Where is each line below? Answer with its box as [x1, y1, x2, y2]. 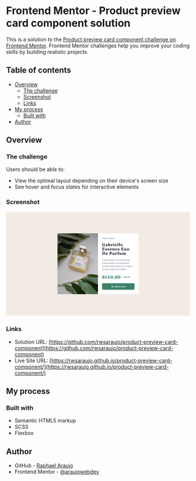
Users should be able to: [6, 166, 65, 173]
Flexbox [14, 430, 34, 437]
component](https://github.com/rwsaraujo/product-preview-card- [14, 344, 174, 352]
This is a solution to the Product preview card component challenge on [6, 36, 176, 43]
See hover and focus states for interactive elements [14, 183, 139, 191]
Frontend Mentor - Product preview [6, 4, 181, 18]
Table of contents [6, 66, 71, 75]
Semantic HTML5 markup [14, 417, 76, 424]
